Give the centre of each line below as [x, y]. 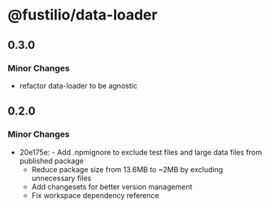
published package [52, 161]
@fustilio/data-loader [83, 15]
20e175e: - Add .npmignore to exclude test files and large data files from [140, 152]
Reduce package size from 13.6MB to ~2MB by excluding [127, 169]
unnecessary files [61, 178]
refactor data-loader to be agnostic [78, 85]
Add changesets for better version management [112, 186]
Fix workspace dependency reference [95, 195]
